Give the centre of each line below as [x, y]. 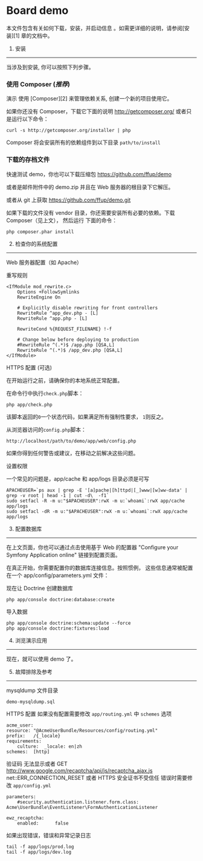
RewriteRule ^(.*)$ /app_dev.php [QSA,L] [70, 350]
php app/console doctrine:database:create [60, 599]
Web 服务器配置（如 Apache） [44, 262]
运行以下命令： [30, 119]
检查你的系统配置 [36, 243]
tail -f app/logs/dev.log [39, 852]
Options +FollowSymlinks [48, 292]
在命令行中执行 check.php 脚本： [45, 393]
